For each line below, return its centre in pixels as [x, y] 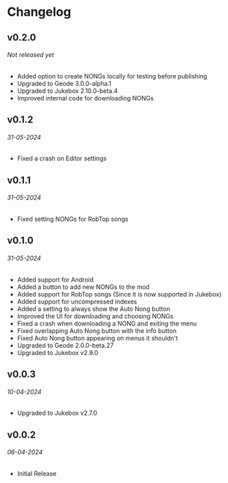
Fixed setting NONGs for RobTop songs [72, 219]
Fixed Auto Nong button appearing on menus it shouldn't [98, 338]
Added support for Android [55, 279]
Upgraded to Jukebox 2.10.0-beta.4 [67, 91]
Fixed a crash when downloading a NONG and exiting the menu [107, 323]
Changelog [39, 12]
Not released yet [31, 55]
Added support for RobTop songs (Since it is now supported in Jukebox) [119, 294]
